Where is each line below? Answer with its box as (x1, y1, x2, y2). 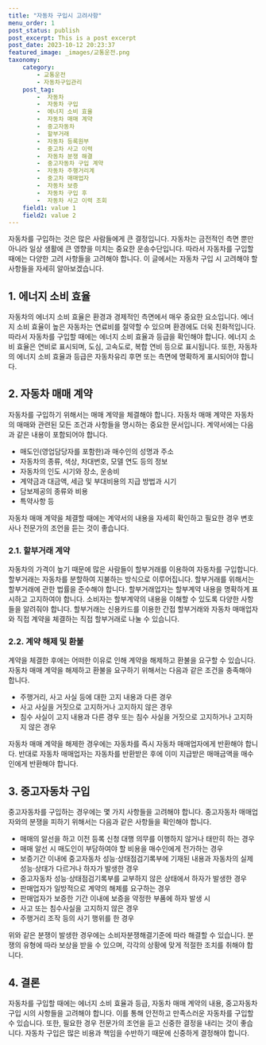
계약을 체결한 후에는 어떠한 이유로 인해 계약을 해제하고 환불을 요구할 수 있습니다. (8, 655, 256, 665)
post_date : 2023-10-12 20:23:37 (8, 41, 115, 49)
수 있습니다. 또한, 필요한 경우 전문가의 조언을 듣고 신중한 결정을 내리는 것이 (8, 1019, 239, 1028)
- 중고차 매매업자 (37, 174, 90, 183)
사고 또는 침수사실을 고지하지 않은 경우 (19, 903, 139, 913)
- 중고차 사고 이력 (37, 145, 93, 153)
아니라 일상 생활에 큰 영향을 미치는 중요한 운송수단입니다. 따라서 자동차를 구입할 (8, 244, 254, 254)
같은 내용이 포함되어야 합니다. (16, 429, 109, 439)
